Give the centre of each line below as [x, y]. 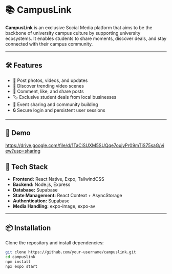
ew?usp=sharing [23, 151]
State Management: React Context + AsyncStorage [67, 196]
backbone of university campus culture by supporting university [73, 33]
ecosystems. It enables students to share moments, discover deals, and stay [86, 38]
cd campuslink [20, 257]
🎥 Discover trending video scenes [48, 86]
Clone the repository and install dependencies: [55, 243]
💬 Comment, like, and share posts [48, 91]
